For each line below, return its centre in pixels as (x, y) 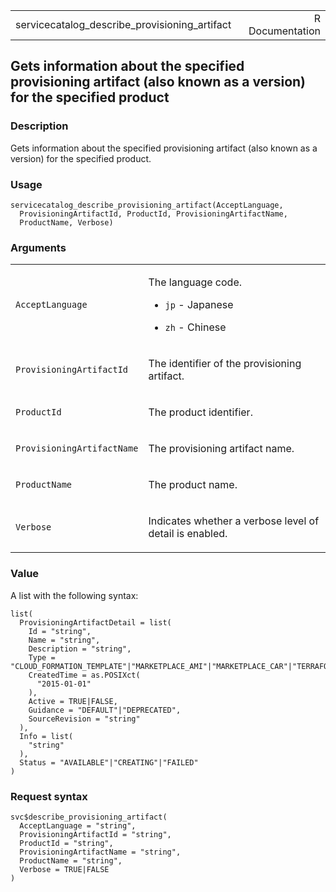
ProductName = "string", (71, 860)
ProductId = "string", (66, 843)
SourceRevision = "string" (84, 719)
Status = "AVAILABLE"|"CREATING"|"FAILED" (109, 762)
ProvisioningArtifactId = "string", (95, 834)
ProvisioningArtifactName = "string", (100, 852)
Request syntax (49, 796)
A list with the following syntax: (74, 595)
